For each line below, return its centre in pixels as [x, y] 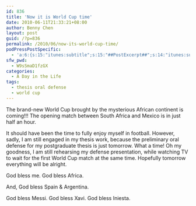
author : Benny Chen [30, 28]
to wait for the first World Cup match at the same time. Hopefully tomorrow [96, 158]
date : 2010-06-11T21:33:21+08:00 [47, 22]
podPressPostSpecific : [34, 50]
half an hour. [21, 122]
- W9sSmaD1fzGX [30, 66]
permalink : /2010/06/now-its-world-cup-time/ [62, 44]
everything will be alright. [36, 164]
